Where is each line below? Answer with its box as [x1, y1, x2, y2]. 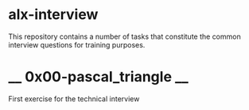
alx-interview [8, 6, 99, 24]
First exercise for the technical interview [8, 93, 140, 104]
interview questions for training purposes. [8, 40, 146, 49]
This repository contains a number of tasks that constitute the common [8, 32, 241, 41]
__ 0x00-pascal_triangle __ [8, 68, 189, 86]
